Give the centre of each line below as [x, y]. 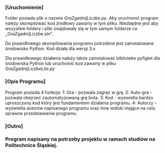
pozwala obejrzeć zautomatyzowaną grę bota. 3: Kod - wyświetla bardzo [79, 97]
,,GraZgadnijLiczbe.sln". [29, 34]
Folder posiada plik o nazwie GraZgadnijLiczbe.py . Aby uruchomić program [82, 18]
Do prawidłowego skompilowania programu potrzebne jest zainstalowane [80, 43]
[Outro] [14, 126]
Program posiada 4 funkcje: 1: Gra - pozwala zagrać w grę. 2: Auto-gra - [79, 92]
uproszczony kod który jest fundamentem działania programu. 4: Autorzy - [81, 103]
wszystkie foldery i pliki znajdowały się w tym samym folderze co [71, 29]
